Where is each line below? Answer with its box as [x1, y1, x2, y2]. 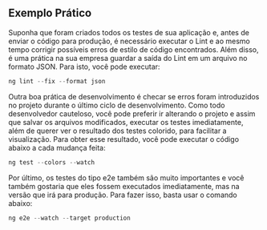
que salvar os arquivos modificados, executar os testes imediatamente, [8, 117, 244, 127]
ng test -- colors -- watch [8, 158, 95, 167]
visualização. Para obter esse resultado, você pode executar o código [8, 134, 239, 143]
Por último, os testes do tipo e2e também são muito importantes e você [8, 172, 245, 183]
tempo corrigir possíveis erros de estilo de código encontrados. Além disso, [8, 44, 259, 54]
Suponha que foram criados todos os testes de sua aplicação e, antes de [8, 27, 250, 37]
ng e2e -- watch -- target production [8, 214, 131, 222]
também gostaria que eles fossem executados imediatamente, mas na [8, 181, 240, 191]
